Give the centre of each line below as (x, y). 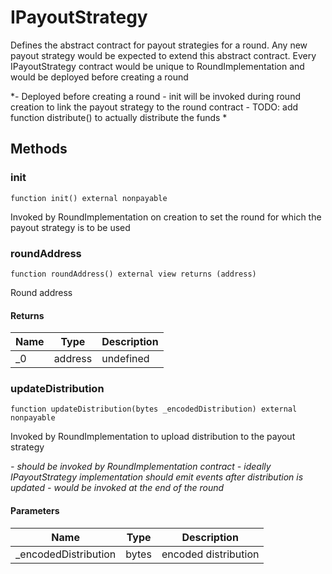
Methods (39, 149)
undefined (125, 359)
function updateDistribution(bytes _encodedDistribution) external (154, 409)
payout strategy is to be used (70, 227)
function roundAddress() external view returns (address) (133, 274)
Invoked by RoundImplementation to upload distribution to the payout (153, 437)
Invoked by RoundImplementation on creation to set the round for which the (166, 217)
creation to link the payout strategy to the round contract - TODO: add (154, 107)
